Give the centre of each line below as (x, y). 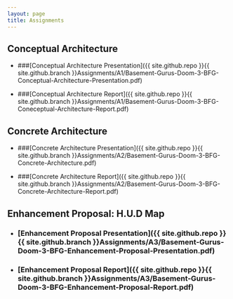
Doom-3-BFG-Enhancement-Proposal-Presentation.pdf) (116, 251)
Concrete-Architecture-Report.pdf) (68, 192)
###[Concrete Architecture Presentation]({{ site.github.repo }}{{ (110, 148)
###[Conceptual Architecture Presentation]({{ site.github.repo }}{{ (113, 66)
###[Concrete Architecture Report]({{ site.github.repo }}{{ (101, 177)
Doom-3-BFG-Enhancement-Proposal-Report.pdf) (106, 287)
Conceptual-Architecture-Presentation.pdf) (80, 81)
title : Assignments (36, 20)
